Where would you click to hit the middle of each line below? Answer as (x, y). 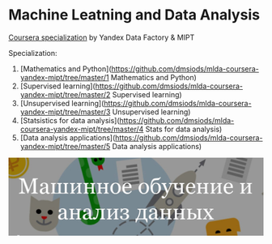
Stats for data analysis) (184, 129)
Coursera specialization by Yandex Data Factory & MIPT (102, 37)
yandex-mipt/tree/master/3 (65, 112)
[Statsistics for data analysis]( (70, 120)
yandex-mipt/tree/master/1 (64, 77)
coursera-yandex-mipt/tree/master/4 (82, 129)
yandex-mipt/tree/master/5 (65, 146)
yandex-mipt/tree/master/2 (65, 94)
